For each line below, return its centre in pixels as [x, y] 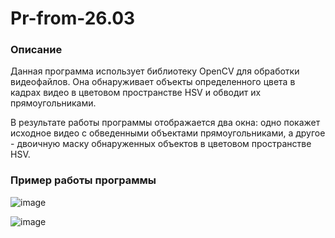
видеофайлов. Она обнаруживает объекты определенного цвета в [153, 82]
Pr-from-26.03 [73, 18]
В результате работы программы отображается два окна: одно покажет [165, 123]
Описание [36, 50]
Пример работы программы [83, 180]
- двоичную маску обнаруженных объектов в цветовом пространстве [161, 144]
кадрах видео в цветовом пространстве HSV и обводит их [136, 93]
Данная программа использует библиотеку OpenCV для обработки [155, 71]
